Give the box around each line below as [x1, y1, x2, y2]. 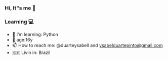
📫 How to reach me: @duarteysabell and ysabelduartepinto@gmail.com [12, 42, 163, 48]
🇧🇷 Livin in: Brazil [12, 49, 51, 55]
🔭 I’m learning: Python [12, 31, 59, 37]
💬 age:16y [12, 37, 33, 43]
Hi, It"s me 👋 [5, 4, 36, 11]
